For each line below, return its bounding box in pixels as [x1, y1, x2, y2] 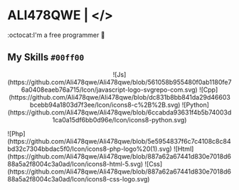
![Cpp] [198, 85, 218, 94]
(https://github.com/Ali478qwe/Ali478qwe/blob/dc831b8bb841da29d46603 [8, 93, 231, 101]
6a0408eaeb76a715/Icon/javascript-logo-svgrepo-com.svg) [21, 85, 198, 94]
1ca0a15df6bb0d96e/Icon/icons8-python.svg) [52, 115, 187, 124]
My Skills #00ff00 [7, 51, 85, 63]
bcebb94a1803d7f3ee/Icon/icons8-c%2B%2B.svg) [29, 100, 181, 109]
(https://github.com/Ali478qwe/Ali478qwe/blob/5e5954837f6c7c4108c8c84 [7, 137, 231, 145]
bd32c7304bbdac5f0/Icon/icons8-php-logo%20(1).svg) [7, 144, 172, 153]
